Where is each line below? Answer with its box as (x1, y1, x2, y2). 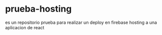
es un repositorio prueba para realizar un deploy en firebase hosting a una (5, 19, 158, 25)
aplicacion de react (5, 24, 45, 30)
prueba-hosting (5, 3, 72, 15)
